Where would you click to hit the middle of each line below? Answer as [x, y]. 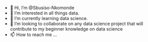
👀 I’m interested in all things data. [44, 13]
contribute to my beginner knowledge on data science [66, 29]
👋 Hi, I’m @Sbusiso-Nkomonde [42, 8]
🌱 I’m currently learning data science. [49, 18]
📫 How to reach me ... [33, 34]
